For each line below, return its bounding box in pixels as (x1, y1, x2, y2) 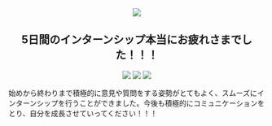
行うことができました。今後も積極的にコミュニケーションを (64, 98, 265, 108)
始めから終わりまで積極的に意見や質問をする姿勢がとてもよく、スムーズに (8, 88, 258, 98)
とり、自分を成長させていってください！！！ (8, 108, 158, 118)
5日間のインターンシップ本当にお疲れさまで (21, 33, 242, 47)
